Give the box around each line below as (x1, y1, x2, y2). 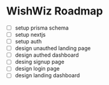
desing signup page (14, 58, 64, 66)
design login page (14, 65, 60, 72)
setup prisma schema (14, 24, 69, 31)
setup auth (14, 38, 42, 45)
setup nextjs (14, 31, 46, 38)
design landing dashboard (14, 72, 80, 79)
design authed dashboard (14, 51, 79, 58)
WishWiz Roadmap (6, 4, 104, 18)
